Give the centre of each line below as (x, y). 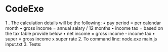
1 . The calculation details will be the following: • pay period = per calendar (83, 23)
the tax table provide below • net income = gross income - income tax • (80, 33)
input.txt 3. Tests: (23, 44)
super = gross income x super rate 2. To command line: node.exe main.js (81, 39)
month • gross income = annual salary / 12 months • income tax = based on (84, 28)
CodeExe (25, 9)
